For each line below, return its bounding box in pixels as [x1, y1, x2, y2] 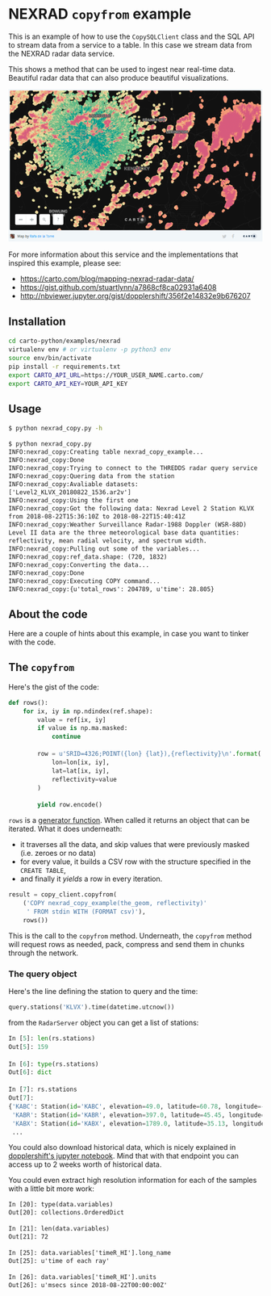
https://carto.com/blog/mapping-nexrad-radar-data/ [19, 274, 194, 283]
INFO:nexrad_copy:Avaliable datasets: [8, 480, 139, 489]
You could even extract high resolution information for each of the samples [8, 1176, 257, 1185]
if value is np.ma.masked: [37, 724, 128, 732]
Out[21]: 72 [8, 1233, 48, 1241]
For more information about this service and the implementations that [8, 250, 239, 259]
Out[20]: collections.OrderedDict [8, 1209, 125, 1217]
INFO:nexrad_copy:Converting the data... [8, 561, 150, 569]
